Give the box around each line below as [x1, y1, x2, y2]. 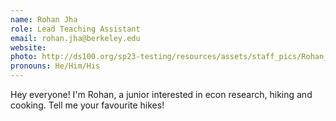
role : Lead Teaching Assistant [10, 24, 141, 34]
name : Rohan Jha [10, 14, 78, 25]
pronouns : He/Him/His [10, 61, 101, 71]
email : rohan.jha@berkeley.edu [10, 33, 141, 43]
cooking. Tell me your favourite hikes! [10, 99, 165, 111]
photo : [10, 52, 38, 62]
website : [10, 42, 47, 53]
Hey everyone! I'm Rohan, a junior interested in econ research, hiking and [10, 89, 313, 100]
